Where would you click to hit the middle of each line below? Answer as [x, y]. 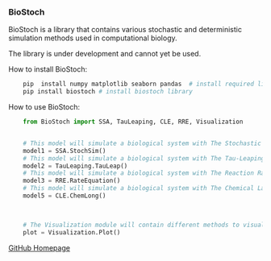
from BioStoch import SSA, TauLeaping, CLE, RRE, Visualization [133, 122]
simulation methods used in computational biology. [93, 38]
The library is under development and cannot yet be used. [105, 54]
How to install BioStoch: [48, 69]
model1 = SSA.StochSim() [65, 151]
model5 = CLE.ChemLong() [65, 196]
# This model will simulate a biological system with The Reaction [138, 173]
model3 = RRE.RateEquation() [72, 181]
